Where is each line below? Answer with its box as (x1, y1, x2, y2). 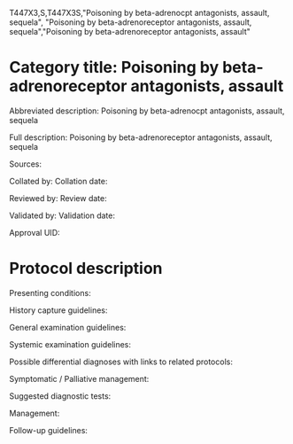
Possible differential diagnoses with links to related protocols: (9, 356, 233, 367)
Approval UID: (9, 227, 60, 238)
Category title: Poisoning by (9, 58, 220, 78)
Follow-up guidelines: (9, 425, 89, 435)
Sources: (9, 159, 42, 169)
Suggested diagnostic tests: (9, 390, 112, 401)
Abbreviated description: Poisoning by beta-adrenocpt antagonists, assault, (9, 105, 285, 116)
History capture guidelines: (9, 305, 108, 315)
